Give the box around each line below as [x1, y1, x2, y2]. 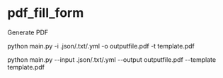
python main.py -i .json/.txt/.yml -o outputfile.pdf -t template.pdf [7, 41, 195, 50]
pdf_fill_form [7, 5, 84, 21]
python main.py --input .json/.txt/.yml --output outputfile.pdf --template [7, 55, 217, 64]
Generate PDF [7, 28, 49, 37]
